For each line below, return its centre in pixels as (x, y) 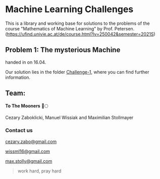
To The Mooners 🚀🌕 (27, 106)
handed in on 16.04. (26, 62)
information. (18, 77)
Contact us (19, 130)
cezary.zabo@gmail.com (31, 141)
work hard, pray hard (39, 171)
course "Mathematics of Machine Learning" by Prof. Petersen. (70, 28)
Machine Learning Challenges (69, 9)
